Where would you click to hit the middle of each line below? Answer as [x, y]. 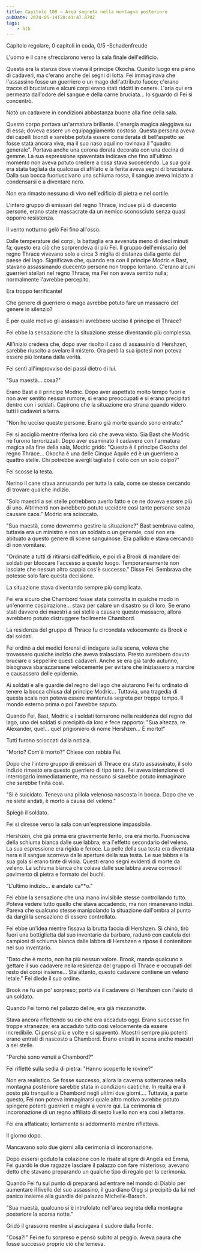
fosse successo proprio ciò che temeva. [56, 1244]
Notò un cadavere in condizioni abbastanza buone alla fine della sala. [92, 112]
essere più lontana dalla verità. [44, 357]
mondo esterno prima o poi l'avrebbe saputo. [62, 704]
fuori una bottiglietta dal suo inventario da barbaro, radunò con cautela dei [98, 935]
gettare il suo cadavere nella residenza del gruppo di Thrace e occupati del [99, 965]
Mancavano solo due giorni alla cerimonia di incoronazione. [80, 1147]
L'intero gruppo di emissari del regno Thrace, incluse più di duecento [91, 205]
